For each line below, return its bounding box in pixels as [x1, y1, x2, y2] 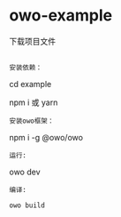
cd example [9, 78, 52, 89]
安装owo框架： [9, 117, 55, 125]
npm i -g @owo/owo [9, 132, 84, 142]
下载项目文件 [9, 36, 56, 46]
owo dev [9, 166, 42, 177]
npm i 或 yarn [9, 97, 58, 108]
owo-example [9, 5, 113, 26]
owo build [9, 201, 46, 210]
